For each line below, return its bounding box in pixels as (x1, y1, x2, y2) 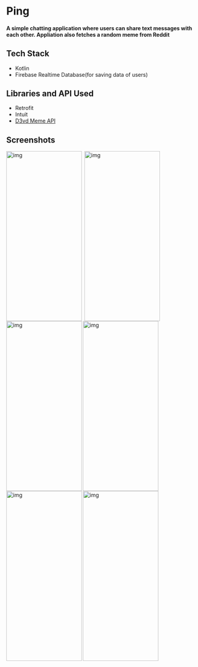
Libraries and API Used (6, 88, 94, 98)
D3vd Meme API (14, 117, 56, 124)
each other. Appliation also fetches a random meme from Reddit (6, 31, 170, 38)
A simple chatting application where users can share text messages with (6, 24, 193, 31)
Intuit (14, 111, 28, 118)
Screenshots (6, 135, 56, 145)
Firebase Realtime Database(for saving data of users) (14, 71, 148, 78)
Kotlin (14, 65, 30, 72)
